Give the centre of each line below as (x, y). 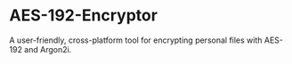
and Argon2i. (48, 49)
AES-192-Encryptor (84, 16)
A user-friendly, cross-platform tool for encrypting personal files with (136, 40)
